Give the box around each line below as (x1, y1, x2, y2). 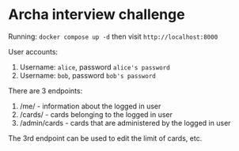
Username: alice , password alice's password (19, 62, 170, 72)
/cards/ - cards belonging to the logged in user (19, 109, 173, 119)
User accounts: (8, 47, 58, 56)
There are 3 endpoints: (8, 85, 83, 96)
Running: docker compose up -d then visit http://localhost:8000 (8, 32, 218, 41)
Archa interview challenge (8, 6, 185, 24)
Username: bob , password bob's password (19, 70, 156, 80)
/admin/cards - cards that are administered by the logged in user (19, 118, 231, 127)
